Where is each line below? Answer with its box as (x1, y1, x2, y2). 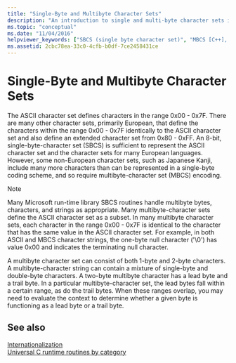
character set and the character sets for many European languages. (7, 148, 204, 157)
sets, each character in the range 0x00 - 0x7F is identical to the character (7, 220, 221, 229)
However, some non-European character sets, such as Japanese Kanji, (7, 156, 213, 164)
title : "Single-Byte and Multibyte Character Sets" (7, 10, 162, 18)
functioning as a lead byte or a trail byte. (7, 301, 124, 310)
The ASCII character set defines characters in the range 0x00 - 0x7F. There (7, 111, 227, 119)
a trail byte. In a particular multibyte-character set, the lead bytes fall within (7, 279, 225, 287)
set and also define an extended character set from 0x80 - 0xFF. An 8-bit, (7, 133, 222, 142)
